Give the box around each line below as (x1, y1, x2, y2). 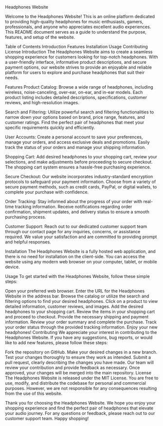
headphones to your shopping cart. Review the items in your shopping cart (5, 309, 155, 315)
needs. (5, 75, 19, 80)
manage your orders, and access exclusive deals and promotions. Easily (5, 139, 150, 145)
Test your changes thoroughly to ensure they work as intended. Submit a (5, 354, 151, 360)
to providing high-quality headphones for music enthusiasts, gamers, (5, 19, 144, 24)
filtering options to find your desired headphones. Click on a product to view (5, 298, 158, 304)
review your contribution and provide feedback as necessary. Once (5, 365, 140, 370)
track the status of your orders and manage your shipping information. (5, 145, 146, 150)
